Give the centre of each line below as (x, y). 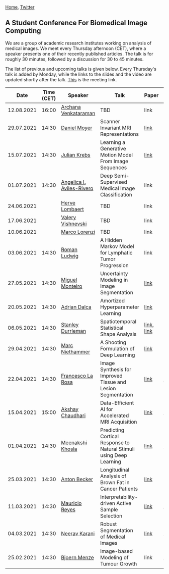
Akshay (70, 409)
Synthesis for (116, 369)
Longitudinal (115, 469)
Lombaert (72, 209)
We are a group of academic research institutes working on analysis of (78, 43)
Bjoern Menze (77, 557)
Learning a (113, 142)
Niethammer (76, 351)
